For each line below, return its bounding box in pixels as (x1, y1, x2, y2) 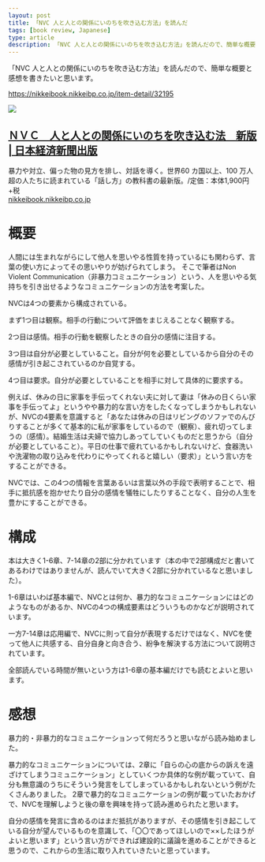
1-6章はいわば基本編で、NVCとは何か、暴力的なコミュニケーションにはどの (8, 592, 254, 602)
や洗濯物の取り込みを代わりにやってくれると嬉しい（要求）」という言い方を (8, 451, 253, 461)
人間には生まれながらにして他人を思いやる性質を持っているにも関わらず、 (8, 252, 249, 261)
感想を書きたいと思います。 (8, 73, 98, 83)
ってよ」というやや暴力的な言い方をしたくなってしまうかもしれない (35, 401, 256, 411)
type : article (8, 33, 55, 42)
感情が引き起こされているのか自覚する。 (8, 358, 140, 368)
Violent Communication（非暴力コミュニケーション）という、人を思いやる (8, 271, 250, 281)
